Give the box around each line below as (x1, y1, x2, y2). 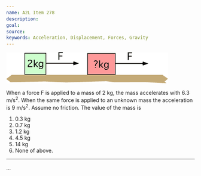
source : (6, 29, 26, 35)
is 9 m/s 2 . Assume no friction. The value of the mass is (6, 103, 142, 111)
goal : (6, 22, 20, 28)
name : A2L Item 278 (6, 10, 55, 16)
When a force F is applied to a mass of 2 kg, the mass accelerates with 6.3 (6, 89, 190, 97)
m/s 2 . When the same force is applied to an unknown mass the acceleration (6, 95, 193, 104)
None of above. (14, 147, 53, 155)
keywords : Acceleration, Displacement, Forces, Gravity (6, 35, 148, 41)
